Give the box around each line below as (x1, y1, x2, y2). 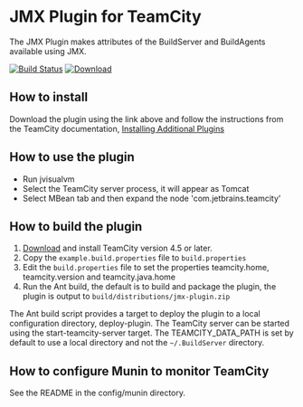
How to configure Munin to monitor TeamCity (9, 364, 270, 379)
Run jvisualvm (22, 174, 75, 185)
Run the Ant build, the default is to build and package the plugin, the (22, 281, 277, 292)
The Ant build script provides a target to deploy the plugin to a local (9, 308, 260, 319)
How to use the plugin (9, 149, 136, 165)
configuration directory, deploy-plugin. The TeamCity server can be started (9, 318, 290, 329)
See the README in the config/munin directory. (9, 387, 186, 399)
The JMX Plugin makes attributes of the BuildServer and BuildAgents (9, 36, 266, 47)
